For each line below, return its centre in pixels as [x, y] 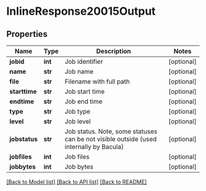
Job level [78, 121]
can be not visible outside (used [111, 139]
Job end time [84, 101]
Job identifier [84, 61]
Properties [27, 34]
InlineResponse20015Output [81, 11]
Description [113, 51]
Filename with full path [97, 81]
